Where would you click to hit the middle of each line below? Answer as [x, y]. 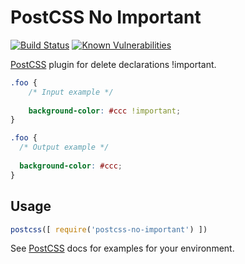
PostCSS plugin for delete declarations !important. [113, 64]
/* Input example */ [71, 92]
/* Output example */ [64, 147]
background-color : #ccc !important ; [105, 111]
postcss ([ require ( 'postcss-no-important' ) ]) [109, 229]
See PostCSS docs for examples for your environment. [122, 248]
